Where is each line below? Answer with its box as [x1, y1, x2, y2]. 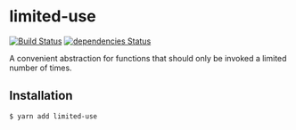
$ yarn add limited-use [9, 111, 98, 121]
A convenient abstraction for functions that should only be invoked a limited [9, 53, 287, 63]
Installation [9, 88, 73, 103]
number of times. [9, 62, 73, 73]
